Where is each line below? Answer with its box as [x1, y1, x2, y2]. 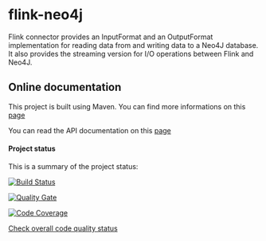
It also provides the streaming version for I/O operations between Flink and [8, 49, 254, 58]
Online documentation [8, 81, 122, 94]
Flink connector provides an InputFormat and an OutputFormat [8, 32, 213, 41]
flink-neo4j [8, 6, 84, 24]
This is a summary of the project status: [8, 161, 139, 171]
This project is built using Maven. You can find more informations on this [8, 101, 246, 111]
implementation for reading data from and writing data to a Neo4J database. [8, 40, 259, 49]
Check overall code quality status [8, 223, 118, 233]
